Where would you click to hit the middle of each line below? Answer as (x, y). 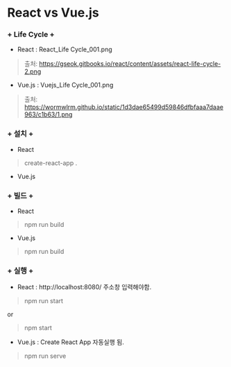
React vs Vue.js (53, 13)
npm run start (44, 301)
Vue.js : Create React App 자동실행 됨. (71, 342)
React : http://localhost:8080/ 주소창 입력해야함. (84, 287)
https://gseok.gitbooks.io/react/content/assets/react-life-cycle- (130, 64)
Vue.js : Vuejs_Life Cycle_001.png (65, 85)
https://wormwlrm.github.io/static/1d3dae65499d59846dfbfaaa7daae (124, 107)
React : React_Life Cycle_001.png (65, 49)
